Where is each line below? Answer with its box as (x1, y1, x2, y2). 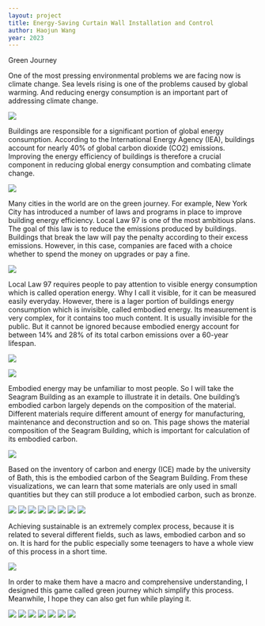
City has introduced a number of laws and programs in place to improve (8, 207, 243, 217)
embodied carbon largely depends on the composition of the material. (8, 401, 237, 410)
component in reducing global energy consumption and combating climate (8, 160, 252, 170)
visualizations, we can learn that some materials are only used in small (8, 482, 237, 491)
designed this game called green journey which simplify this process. (8, 586, 234, 595)
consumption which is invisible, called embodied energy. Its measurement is (8, 305, 257, 314)
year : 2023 (8, 33, 44, 42)
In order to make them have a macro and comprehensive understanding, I (8, 577, 248, 587)
